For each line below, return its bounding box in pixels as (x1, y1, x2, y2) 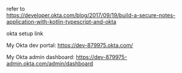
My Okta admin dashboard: (6, 54, 75, 60)
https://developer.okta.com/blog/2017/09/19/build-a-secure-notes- (6, 12, 176, 19)
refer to (6, 5, 26, 12)
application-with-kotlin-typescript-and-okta (6, 18, 117, 25)
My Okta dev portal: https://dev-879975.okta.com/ (6, 42, 133, 49)
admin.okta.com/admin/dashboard (6, 60, 93, 67)
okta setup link (6, 30, 44, 37)
